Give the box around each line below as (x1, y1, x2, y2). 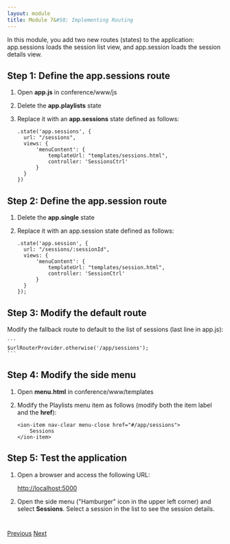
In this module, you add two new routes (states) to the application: (7, 35, 194, 43)
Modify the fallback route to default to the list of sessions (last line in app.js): (7, 325, 224, 333)
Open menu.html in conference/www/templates (16, 387, 154, 396)
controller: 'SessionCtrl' (47, 270, 126, 278)
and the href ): (16, 408, 57, 417)
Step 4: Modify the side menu (7, 369, 136, 381)
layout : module (7, 10, 51, 17)
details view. (7, 50, 43, 59)
